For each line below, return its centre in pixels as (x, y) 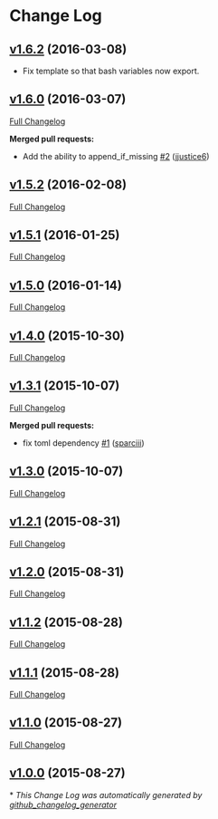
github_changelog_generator (63, 805)
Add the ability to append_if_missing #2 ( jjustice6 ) (116, 156)
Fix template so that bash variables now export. (111, 71)
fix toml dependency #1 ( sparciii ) (83, 443)
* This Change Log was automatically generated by (106, 795)
